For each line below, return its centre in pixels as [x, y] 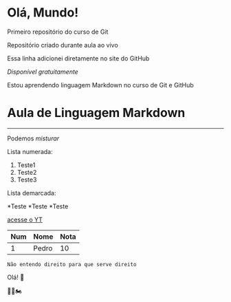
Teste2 [27, 172]
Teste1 [26, 165]
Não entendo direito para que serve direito [72, 264]
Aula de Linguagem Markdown [96, 113]
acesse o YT [25, 219]
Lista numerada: [30, 151]
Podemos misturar [33, 138]
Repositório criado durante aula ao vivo [63, 45]
